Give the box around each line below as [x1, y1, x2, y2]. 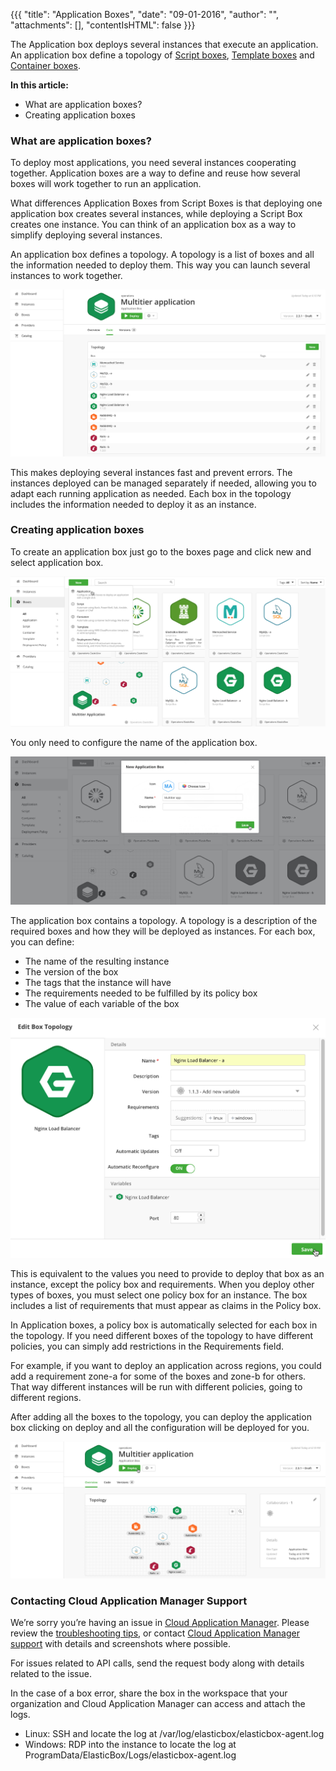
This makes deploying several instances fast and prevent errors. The [10, 466, 293, 478]
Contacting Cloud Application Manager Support [10, 1594, 248, 1608]
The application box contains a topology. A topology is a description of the [10, 915, 318, 927]
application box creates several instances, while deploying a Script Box [10, 208, 303, 220]
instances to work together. [10, 270, 123, 282]
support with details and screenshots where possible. [10, 1638, 232, 1650]
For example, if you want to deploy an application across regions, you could [10, 1359, 322, 1371]
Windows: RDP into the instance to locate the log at [24, 1739, 237, 1751]
